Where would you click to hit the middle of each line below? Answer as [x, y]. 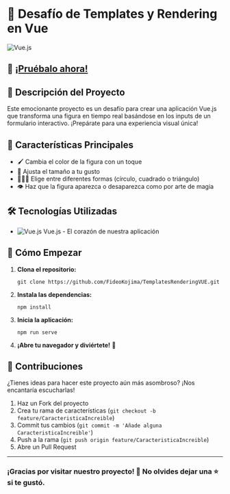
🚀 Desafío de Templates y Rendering [112, 14]
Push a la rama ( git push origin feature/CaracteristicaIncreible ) [113, 440]
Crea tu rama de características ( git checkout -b [86, 411]
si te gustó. [26, 483]
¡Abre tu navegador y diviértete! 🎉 [66, 345]
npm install [34, 307]
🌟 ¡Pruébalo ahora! [48, 69]
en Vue [28, 28]
